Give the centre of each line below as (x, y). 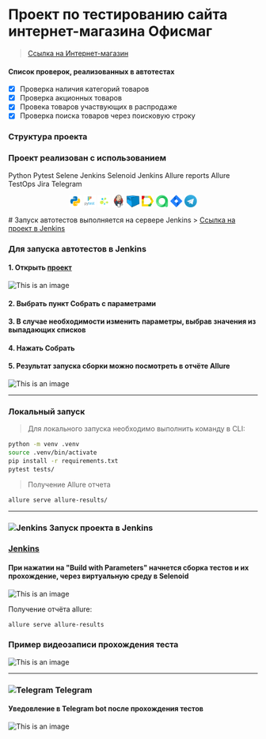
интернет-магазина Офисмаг (110, 31)
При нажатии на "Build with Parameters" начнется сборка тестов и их (129, 568)
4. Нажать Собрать (42, 348)
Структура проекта (48, 137)
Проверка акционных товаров (71, 98)
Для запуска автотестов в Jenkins (77, 248)
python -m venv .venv (44, 445)
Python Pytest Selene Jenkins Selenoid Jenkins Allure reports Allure (119, 175)
